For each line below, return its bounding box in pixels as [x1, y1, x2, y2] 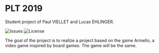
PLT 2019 [5, 3, 43, 14]
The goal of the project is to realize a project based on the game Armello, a [5, 37, 155, 43]
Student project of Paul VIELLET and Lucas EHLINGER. [5, 19, 114, 25]
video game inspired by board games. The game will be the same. [5, 42, 137, 48]
